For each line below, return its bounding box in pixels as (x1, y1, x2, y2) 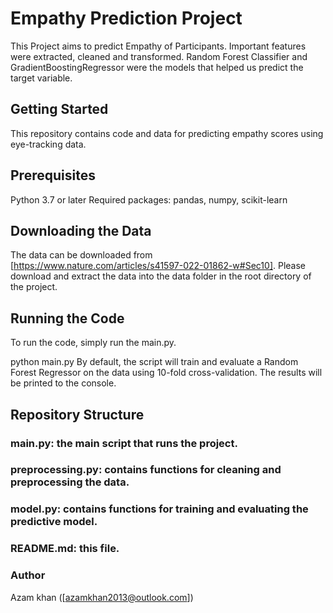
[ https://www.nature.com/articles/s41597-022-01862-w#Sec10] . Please (10, 260, 307, 272)
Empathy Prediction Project (10, 7, 243, 30)
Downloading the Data (10, 222, 152, 239)
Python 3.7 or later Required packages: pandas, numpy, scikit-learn (10, 193, 288, 206)
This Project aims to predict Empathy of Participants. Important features (10, 40, 307, 52)
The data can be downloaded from (10, 249, 153, 261)
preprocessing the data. (10, 475, 130, 489)
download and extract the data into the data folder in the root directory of (10, 270, 312, 282)
